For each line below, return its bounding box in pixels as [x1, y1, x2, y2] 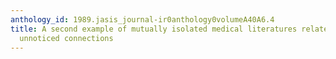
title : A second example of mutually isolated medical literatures [10, 24, 298, 34]
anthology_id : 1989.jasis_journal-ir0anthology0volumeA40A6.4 [10, 14, 275, 25]
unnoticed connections [19, 33, 114, 43]
